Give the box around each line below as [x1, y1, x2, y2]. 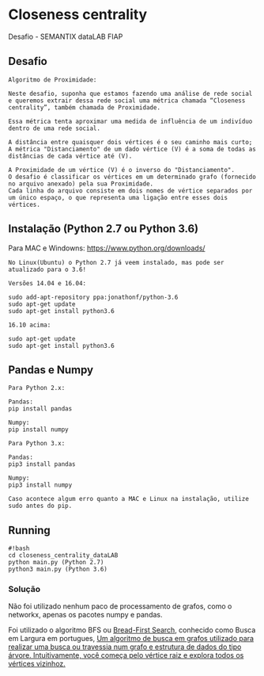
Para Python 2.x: [8, 384, 66, 392]
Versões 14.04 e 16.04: [8, 279, 87, 287]
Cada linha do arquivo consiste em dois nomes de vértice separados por [8, 186, 253, 195]
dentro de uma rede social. [8, 124, 101, 132]
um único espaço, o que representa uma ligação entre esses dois [8, 193, 228, 201]
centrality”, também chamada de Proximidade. [8, 103, 160, 112]
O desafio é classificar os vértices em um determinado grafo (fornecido [8, 173, 257, 181]
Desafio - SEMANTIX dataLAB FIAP [8, 32, 123, 41]
